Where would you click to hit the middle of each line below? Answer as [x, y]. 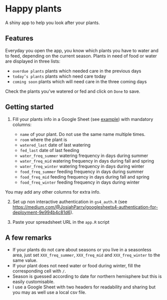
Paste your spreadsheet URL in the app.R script [61, 222]
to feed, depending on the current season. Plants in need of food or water [81, 56]
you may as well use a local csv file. [49, 292]
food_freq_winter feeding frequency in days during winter [80, 182]
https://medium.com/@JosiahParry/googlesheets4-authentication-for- [85, 207]
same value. [25, 260]
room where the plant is [43, 139]
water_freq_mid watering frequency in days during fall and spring [87, 161]
